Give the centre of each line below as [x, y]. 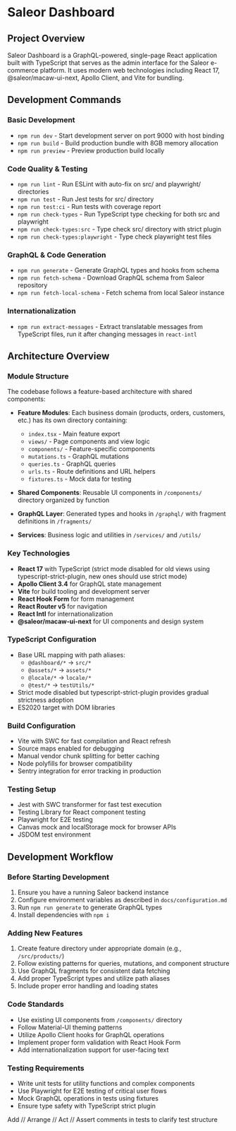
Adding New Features [45, 933]
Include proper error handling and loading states [88, 986]
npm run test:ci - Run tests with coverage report [89, 206]
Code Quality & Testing [48, 169]
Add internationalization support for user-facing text [93, 1050]
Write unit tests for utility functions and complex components [106, 1084]
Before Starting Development [58, 877]
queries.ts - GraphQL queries [72, 464]
